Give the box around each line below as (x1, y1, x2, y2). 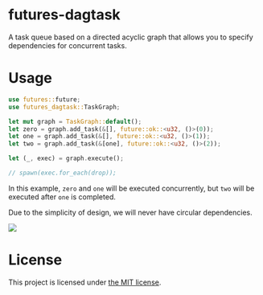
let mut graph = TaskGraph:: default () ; (8, 117, 142, 125)
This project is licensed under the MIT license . (8, 277, 162, 287)
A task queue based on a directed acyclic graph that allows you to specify (8, 32, 253, 42)
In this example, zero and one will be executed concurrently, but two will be (8, 183, 255, 193)
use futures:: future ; (8, 95, 81, 104)
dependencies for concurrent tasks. (8, 40, 127, 50)
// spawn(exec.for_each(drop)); (8, 169, 117, 177)
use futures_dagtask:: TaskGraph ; (8, 103, 121, 111)
